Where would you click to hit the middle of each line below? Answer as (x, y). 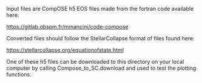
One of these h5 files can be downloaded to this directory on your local (95, 62)
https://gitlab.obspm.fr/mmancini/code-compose (67, 27)
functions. (19, 74)
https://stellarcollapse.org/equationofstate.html (65, 50)
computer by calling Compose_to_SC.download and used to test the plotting (101, 68)
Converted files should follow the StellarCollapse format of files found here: (101, 38)
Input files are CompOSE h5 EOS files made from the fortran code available (100, 9)
